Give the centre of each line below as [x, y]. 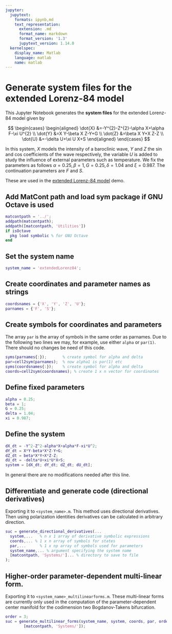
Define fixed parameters [45, 387]
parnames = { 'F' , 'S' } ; [31, 309]
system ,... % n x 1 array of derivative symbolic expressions [80, 536]
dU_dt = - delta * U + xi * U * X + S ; [35, 460]
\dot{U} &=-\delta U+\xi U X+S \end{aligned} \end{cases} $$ [86, 139]
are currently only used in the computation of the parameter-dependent [81, 602]
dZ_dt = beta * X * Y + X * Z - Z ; [32, 456]
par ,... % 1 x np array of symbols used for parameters [77, 546]
